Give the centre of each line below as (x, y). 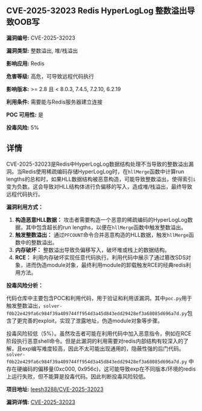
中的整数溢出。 (39, 242)
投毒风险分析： (25, 285)
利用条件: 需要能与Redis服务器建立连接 (54, 102)
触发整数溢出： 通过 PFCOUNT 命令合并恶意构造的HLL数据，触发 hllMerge (102, 234)
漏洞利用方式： (25, 207)
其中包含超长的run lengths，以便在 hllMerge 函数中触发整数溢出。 (106, 227)
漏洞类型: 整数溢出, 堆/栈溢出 (42, 51)
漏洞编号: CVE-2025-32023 (41, 37)
